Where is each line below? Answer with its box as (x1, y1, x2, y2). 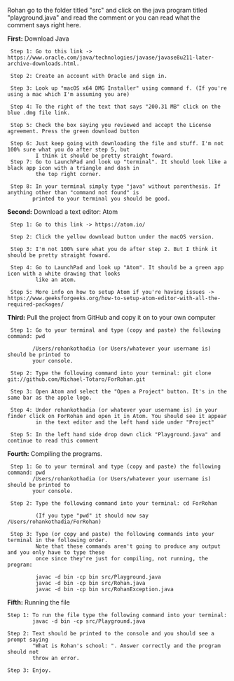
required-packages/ (7, 301, 64, 308)
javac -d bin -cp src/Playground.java (32, 618, 146, 625)
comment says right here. (7, 21, 81, 29)
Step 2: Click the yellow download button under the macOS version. (10, 234, 215, 241)
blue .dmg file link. (7, 109, 71, 116)
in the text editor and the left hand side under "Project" (35, 419, 215, 426)
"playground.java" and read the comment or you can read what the (7, 13, 201, 22)
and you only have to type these (7, 549, 105, 556)
